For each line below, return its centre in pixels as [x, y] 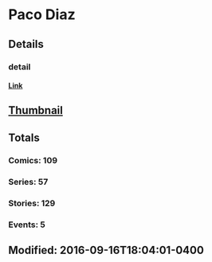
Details [26, 44]
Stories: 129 [32, 203]
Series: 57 [28, 182]
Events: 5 [27, 225]
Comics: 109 [33, 160]
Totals [24, 137]
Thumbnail [36, 110]
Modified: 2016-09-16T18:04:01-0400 [106, 250]
